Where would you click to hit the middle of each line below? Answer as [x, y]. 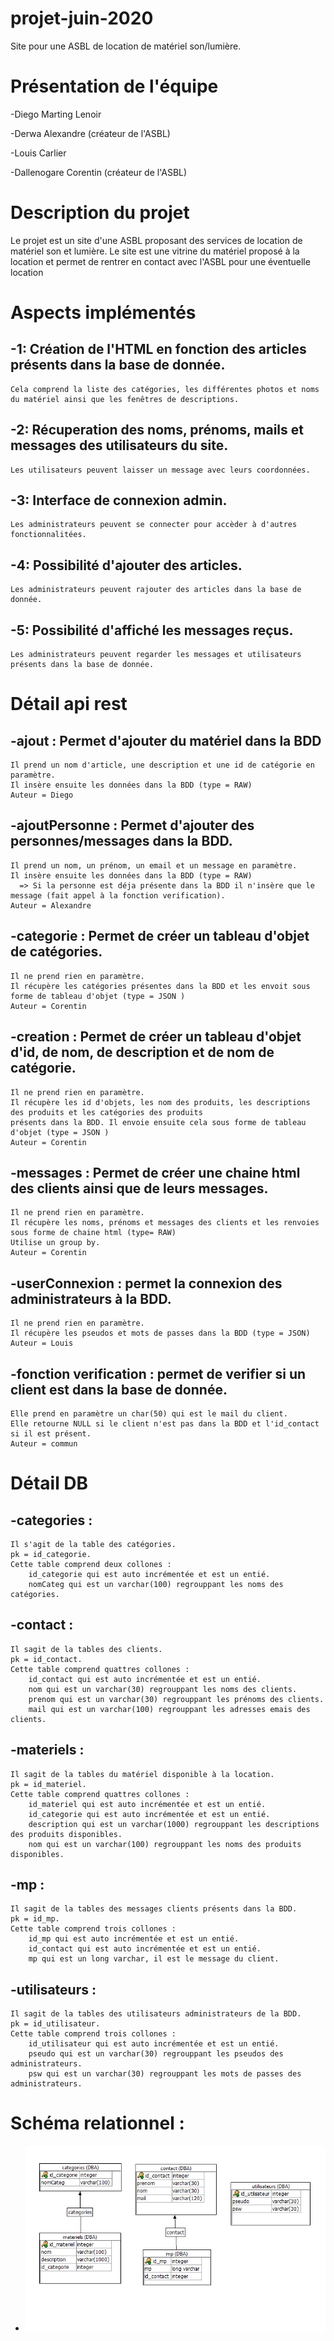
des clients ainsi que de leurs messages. [139, 1188]
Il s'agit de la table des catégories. [93, 1544]
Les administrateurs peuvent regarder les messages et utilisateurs [156, 655]
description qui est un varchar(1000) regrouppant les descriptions [174, 1824]
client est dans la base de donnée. [119, 1389]
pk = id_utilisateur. [55, 2024]
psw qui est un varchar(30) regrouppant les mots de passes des [165, 2074]
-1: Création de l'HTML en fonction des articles [158, 349]
